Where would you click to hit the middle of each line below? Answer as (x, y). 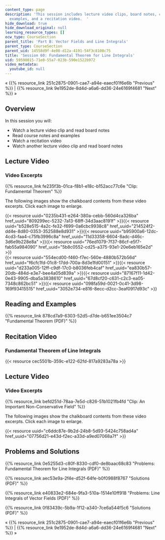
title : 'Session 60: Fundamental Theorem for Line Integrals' (70, 55)
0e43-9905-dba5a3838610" (34, 278)
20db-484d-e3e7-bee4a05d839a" (41, 273)
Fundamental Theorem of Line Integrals (53, 350)
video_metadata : (22, 64)
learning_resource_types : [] (35, 32)
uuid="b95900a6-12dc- (134, 231)
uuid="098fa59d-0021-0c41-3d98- (108, 284)
